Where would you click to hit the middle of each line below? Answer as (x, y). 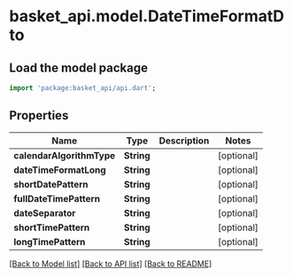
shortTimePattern (52, 227)
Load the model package (79, 68)
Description (184, 141)
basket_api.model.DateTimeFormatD (147, 16)
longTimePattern (50, 242)
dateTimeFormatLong (60, 170)
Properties (39, 115)
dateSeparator (45, 212)
